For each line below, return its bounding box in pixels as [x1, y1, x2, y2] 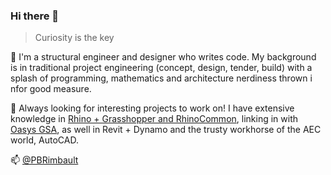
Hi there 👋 [10, 9, 60, 23]
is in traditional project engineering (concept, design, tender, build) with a [10, 62, 313, 74]
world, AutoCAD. [10, 134, 79, 146]
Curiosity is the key [34, 32, 115, 44]
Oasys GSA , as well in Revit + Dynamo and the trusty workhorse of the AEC [10, 124, 322, 136]
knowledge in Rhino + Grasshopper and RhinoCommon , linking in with [10, 113, 298, 125]
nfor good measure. [10, 83, 92, 95]
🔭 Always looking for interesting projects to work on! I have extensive [10, 102, 295, 114]
